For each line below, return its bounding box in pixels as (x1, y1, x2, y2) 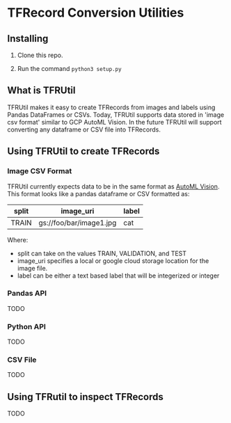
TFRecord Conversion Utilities (7, 5, 184, 21)
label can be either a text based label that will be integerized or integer (17, 271, 220, 280)
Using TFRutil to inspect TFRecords (7, 391, 164, 403)
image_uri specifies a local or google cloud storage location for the (17, 256, 209, 265)
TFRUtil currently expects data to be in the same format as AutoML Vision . (7, 182, 220, 191)
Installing (7, 33, 49, 45)
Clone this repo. (17, 51, 63, 59)
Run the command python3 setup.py (17, 65, 122, 72)
